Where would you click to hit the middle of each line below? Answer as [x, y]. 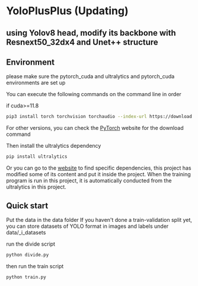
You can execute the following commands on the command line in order [94, 94]
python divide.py [28, 255]
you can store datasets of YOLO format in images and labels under [87, 226]
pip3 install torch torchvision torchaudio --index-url [76, 117]
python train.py [26, 277]
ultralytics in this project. [36, 187]
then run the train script [35, 266]
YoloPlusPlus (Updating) [67, 11]
